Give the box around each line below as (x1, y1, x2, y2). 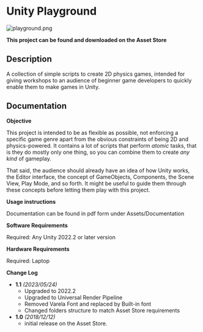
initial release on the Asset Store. (24, 319, 108, 327)
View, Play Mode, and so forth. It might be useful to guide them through (6, 179, 186, 187)
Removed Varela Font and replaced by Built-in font (24, 300, 152, 308)
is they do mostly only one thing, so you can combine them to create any (6, 148, 190, 156)
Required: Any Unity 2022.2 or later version (6, 233, 116, 240)
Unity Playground (6, 4, 97, 18)
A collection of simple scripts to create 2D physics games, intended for (6, 70, 185, 78)
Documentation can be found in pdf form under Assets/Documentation (6, 209, 185, 217)
